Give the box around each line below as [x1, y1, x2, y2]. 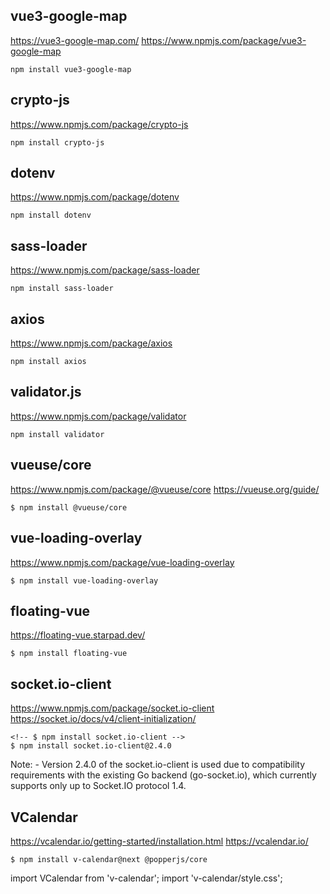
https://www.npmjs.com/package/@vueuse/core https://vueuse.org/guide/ [10, 483, 320, 495]
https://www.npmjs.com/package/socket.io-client [10, 702, 215, 714]
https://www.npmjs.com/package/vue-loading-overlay [10, 556, 235, 568]
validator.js [10, 384, 82, 401]
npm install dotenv [10, 210, 92, 221]
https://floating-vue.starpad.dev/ [10, 629, 146, 641]
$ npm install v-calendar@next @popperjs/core [10, 854, 208, 864]
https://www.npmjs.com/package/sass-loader [10, 264, 200, 276]
